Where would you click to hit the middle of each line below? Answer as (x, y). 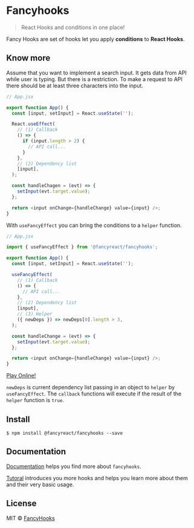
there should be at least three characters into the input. (75, 85)
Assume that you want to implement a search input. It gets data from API (97, 73)
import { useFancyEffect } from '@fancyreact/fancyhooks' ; (82, 247)
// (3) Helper (35, 314)
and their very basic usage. (40, 484)
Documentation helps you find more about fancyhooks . (74, 466)
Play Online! (21, 375)
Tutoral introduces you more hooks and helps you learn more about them (97, 478)
